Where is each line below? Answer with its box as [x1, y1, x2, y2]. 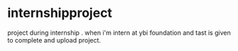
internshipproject [7, 5, 112, 21]
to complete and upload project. [7, 35, 102, 44]
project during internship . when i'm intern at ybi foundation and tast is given [7, 28, 231, 37]
